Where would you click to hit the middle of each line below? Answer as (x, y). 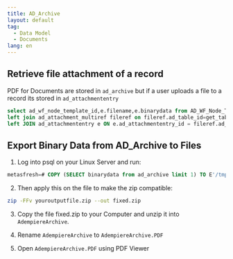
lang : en (20, 46)
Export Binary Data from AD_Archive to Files (104, 145)
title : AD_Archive (34, 14)
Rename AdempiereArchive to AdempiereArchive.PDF (90, 235)
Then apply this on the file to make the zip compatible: (95, 188)
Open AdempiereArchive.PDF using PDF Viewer (83, 248)
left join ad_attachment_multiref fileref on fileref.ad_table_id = (107, 117)
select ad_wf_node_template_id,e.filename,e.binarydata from (97, 111)
